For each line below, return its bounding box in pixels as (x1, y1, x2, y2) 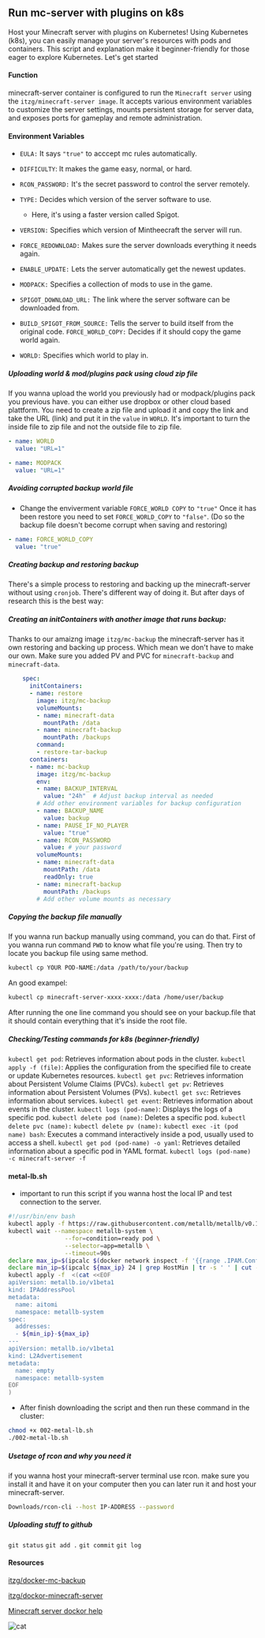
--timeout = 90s (64, 1249, 111, 1258)
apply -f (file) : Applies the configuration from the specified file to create (8, 1063, 252, 1072)
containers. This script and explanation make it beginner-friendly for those (8, 43, 250, 54)
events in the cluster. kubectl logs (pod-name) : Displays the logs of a (8, 1104, 233, 1114)
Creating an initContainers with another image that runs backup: (8, 614, 226, 624)
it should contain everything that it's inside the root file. (8, 1016, 188, 1025)
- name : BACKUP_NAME (36, 807, 104, 815)
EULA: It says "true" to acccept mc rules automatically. (19, 149, 197, 159)
